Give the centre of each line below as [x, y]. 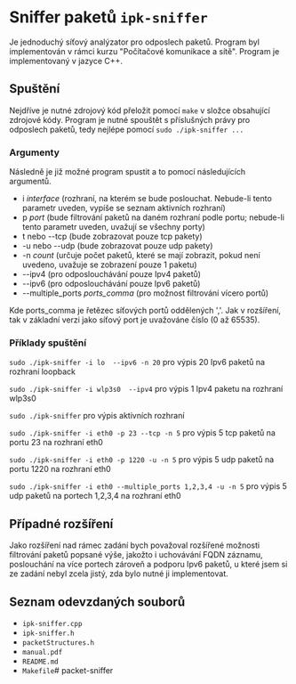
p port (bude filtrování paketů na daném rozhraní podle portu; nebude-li [153, 217]
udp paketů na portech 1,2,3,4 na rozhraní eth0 [95, 496]
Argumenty [35, 152]
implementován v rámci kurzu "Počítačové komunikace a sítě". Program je [144, 51]
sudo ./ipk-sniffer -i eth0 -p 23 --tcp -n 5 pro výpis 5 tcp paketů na [142, 433]
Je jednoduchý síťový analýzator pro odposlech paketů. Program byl [135, 42]
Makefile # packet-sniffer [68, 670]
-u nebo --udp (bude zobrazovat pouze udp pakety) [117, 246]
